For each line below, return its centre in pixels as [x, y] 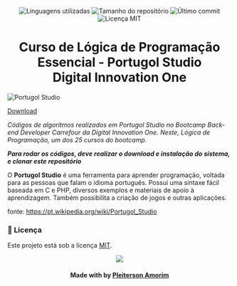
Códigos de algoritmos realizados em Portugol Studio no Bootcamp [107, 125]
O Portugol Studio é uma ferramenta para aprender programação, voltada [116, 175]
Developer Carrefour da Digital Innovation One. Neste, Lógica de [115, 132]
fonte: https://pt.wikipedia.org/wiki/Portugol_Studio [82, 211]
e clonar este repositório [44, 161]
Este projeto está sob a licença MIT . [60, 245]
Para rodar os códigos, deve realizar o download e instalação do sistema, [119, 154]
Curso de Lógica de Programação [120, 47]
